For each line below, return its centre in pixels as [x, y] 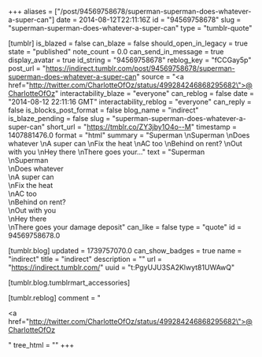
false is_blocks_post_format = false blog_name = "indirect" [103, 110]
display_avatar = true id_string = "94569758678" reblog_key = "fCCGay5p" [130, 60]
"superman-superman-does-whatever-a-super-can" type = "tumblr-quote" [130, 28]
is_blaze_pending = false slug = [59, 118]
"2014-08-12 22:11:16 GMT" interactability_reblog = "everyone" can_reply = [130, 102]
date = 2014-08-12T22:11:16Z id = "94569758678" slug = [149, 20]
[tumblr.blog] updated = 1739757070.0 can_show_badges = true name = [125, 250]
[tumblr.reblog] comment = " [54, 298]
